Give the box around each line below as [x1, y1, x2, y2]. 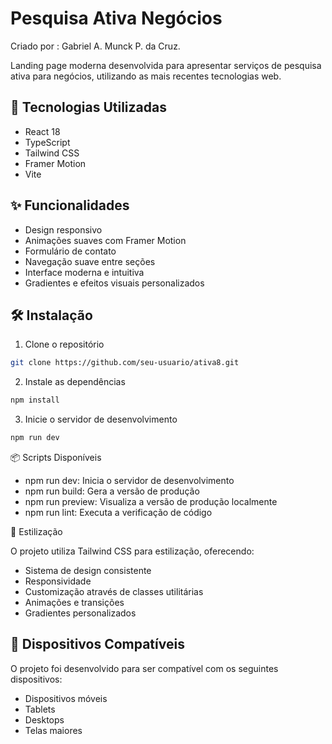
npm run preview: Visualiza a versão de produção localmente [24, 496, 278, 507]
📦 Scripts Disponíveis [10, 452, 102, 463]
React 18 [24, 125, 61, 137]
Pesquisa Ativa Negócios [10, 7, 223, 30]
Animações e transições [24, 597, 125, 608]
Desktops [24, 713, 65, 726]
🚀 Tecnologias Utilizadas [10, 99, 167, 116]
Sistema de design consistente [24, 565, 152, 576]
